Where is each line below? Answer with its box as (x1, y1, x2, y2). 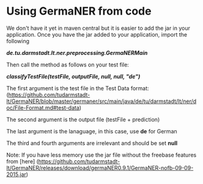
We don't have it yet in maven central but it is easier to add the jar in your (6, 24, 191, 32)
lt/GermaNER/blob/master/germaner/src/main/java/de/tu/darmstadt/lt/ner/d (6, 97, 197, 105)
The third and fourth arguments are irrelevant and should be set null (6, 139, 178, 147)
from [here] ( (6, 157, 39, 165)
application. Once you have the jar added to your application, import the (6, 30, 188, 38)
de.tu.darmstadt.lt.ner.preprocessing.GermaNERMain (6, 49, 148, 56)
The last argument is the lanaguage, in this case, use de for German (6, 127, 177, 135)
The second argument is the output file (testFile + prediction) (6, 116, 160, 123)
